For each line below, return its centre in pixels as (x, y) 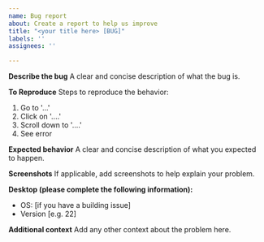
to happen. (26, 158)
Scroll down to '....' (51, 125)
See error (36, 134)
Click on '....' (41, 117)
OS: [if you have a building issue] (76, 205)
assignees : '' (32, 46)
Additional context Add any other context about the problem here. (120, 230)
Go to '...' (35, 108)
